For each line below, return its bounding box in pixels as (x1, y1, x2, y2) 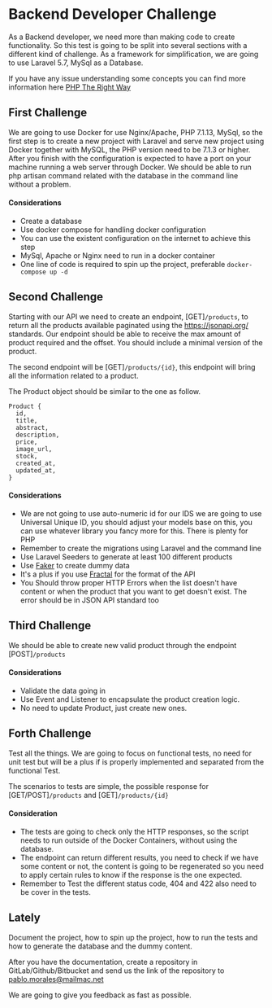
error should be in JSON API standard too (19, 595, 160, 605)
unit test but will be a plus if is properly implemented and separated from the (8, 756, 265, 766)
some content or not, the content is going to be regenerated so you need (19, 861, 264, 871)
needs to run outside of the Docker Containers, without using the (19, 835, 238, 845)
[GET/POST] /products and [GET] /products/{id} (8, 790, 169, 800)
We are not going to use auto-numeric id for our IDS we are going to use (19, 508, 262, 518)
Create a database (19, 216, 83, 226)
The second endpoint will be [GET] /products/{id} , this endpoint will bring (8, 362, 256, 371)
